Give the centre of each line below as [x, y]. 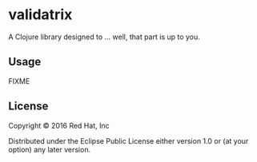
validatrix [40, 15]
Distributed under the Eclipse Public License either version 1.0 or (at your [128, 140]
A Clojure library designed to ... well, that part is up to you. [104, 37]
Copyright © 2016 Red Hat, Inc [59, 125]
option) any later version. [49, 149]
